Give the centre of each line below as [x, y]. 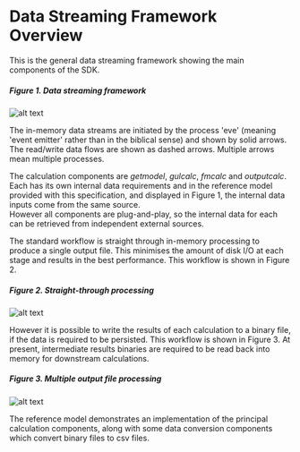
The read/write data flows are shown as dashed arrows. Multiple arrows [142, 149]
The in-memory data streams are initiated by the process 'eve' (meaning [143, 130]
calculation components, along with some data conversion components [141, 428]
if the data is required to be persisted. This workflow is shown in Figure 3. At [150, 339]
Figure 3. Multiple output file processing [86, 379]
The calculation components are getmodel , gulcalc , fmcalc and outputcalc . [148, 175]
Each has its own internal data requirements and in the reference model [141, 185]
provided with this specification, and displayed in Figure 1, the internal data [147, 195]
